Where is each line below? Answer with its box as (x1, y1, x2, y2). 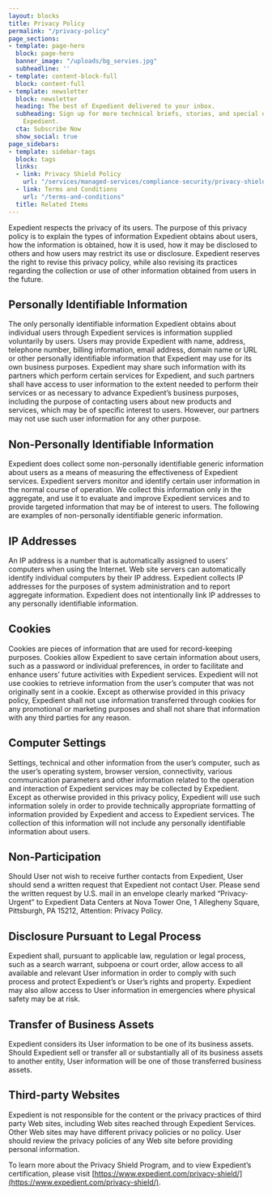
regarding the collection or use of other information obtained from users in (8, 265, 257, 276)
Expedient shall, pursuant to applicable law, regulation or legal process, (8, 951, 246, 961)
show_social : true (15, 132, 79, 140)
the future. (8, 274, 44, 284)
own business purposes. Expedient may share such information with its (8, 362, 246, 372)
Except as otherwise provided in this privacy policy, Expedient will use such (8, 792, 261, 802)
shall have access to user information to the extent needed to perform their (8, 379, 259, 389)
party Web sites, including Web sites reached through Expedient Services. (8, 1118, 257, 1128)
